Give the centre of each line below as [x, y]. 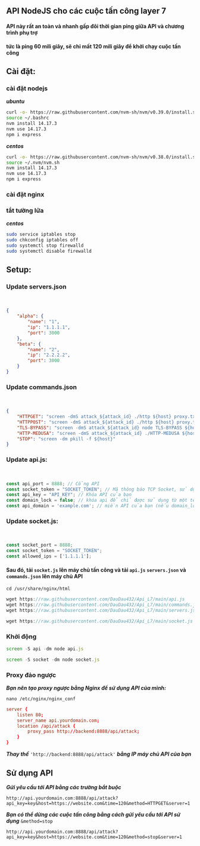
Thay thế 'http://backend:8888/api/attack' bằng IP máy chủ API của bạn [99, 754]
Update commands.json [42, 387]
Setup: [19, 270]
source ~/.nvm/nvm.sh [33, 163]
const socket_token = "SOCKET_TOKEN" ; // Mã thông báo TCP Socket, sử [97, 489]
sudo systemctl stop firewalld [45, 246]
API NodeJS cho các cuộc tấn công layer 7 [86, 11]
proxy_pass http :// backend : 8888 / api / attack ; [84, 732]
